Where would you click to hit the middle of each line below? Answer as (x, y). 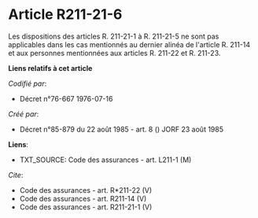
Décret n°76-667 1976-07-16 (66, 98)
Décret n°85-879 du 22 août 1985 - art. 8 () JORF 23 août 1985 (122, 129)
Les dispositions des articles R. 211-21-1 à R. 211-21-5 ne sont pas (114, 36)
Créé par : (24, 114)
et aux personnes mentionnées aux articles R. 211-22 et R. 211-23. (114, 53)
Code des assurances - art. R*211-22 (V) (86, 190)
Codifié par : (28, 83)
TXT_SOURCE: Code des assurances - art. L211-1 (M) (105, 160)
